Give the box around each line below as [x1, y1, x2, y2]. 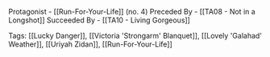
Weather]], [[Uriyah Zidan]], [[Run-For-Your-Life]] [8, 39, 173, 49]
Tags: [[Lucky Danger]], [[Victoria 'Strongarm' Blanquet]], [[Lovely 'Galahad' [8, 31, 263, 40]
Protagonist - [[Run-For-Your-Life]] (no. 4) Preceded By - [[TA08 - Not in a [8, 7, 255, 16]
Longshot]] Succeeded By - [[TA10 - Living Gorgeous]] [8, 15, 191, 25]
